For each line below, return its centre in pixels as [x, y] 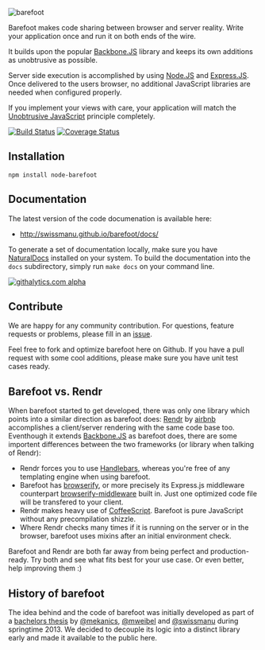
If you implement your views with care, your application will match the [122, 108]
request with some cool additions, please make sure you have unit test [123, 358]
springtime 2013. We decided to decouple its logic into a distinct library [124, 629]
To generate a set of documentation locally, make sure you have [113, 249]
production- [230, 551]
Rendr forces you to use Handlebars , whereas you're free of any [125, 469]
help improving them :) [45, 568]
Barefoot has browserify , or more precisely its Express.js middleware [132, 485]
